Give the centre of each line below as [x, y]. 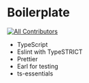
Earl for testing [38, 66]
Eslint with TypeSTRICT [50, 52]
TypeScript [32, 44]
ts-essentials [35, 73]
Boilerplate [38, 13]
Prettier [27, 59]
